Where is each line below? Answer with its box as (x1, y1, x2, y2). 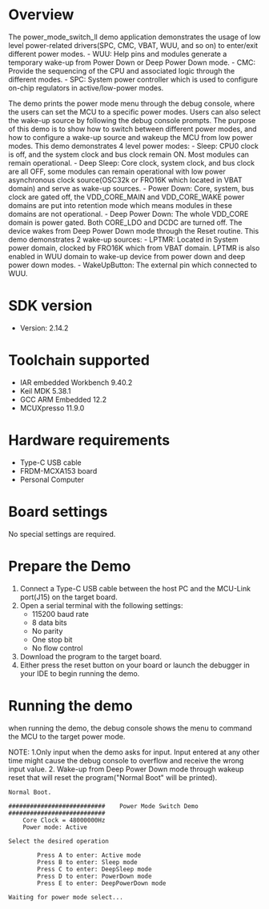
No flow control (31, 643, 83, 653)
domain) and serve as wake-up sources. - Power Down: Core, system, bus (8, 183, 255, 193)
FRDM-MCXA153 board (19, 466, 98, 475)
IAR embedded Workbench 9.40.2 (19, 378, 133, 387)
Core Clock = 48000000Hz (22, 816, 106, 824)
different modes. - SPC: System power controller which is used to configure (8, 74, 259, 84)
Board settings (8, 503, 108, 521)
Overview (8, 6, 74, 24)
